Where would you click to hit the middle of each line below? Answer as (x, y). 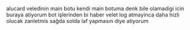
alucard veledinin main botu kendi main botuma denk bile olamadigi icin (95, 9)
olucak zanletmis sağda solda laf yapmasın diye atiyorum (77, 21)
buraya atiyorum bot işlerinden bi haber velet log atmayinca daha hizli (93, 15)
